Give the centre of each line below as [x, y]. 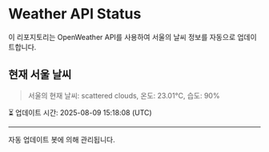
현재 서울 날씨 [40, 75]
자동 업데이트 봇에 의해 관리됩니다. [62, 139]
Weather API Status [75, 14]
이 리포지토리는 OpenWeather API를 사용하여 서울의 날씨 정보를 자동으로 [122, 37]
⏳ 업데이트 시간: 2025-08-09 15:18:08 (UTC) [80, 112]
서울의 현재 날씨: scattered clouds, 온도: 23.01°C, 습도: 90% [124, 95]
